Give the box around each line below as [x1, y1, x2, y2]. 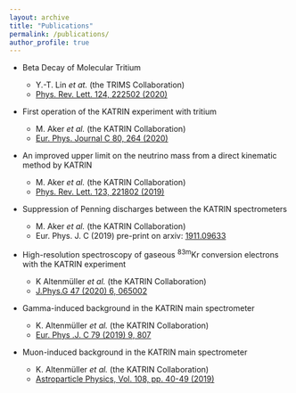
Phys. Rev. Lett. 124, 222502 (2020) [35, 89, 168, 100]
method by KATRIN [21, 160, 93, 170]
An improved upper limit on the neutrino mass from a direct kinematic [21, 151, 278, 161]
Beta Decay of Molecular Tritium [21, 62, 141, 73]
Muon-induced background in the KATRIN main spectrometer [21, 347, 248, 357]
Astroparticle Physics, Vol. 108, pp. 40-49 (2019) [35, 373, 215, 384]
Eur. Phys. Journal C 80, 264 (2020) [35, 133, 169, 143]
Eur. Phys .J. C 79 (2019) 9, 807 [35, 329, 152, 340]
